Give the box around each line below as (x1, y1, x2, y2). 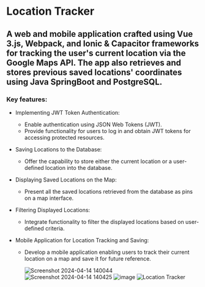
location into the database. (45, 164, 113, 171)
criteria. (45, 224, 65, 232)
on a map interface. (24, 194, 74, 202)
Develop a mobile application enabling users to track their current (24, 248, 190, 256)
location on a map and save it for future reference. (24, 254, 151, 262)
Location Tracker (6, 4, 95, 18)
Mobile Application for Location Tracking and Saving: (15, 236, 149, 243)
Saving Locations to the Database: (15, 145, 102, 153)
